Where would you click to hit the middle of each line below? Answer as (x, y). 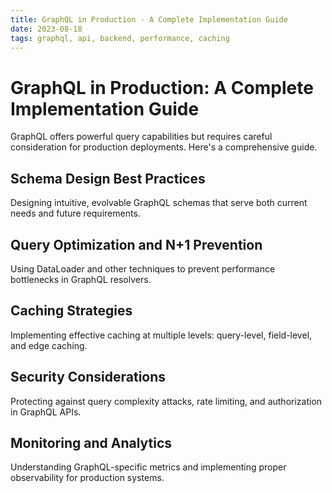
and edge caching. (49, 345)
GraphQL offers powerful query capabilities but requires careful (141, 137)
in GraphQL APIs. (46, 412)
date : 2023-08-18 (46, 29)
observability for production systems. (87, 478)
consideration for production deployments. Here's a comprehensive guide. (164, 147)
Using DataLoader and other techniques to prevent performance (143, 268)
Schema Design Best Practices (108, 178)
